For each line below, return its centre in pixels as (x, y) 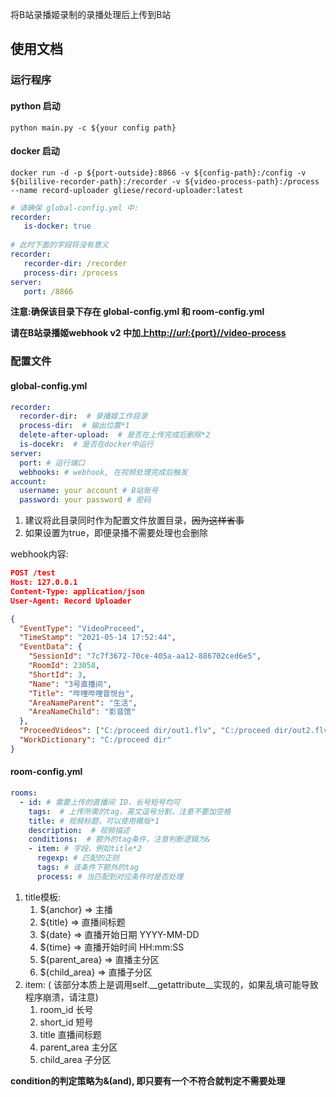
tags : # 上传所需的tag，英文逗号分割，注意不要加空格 (130, 811)
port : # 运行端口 (52, 463)
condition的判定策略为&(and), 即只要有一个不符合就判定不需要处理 (148, 1080)
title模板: (42, 897)
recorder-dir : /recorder (75, 263)
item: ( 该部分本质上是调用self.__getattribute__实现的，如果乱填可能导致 (171, 984)
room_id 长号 (66, 1009)
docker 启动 (35, 151)
